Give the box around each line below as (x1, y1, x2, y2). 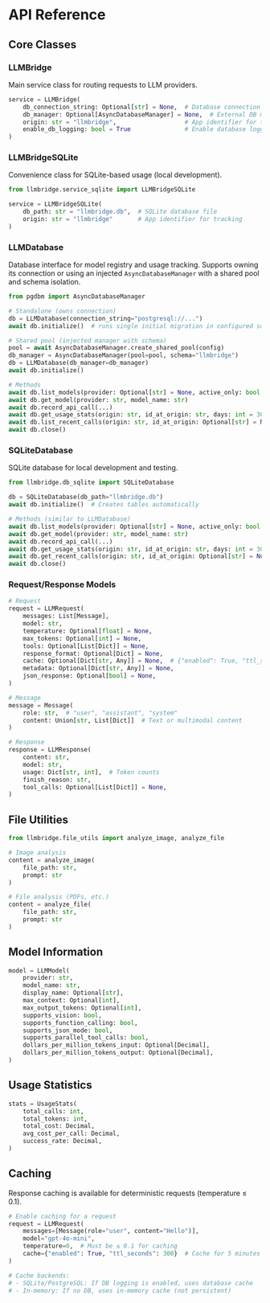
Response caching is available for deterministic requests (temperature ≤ (8, 1188, 247, 1198)
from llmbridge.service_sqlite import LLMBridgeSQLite (8, 186, 196, 194)
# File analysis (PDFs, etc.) (8, 893, 110, 901)
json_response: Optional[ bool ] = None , (22, 672, 157, 680)
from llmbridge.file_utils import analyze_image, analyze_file (8, 834, 225, 842)
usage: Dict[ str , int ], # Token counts (22, 768, 160, 776)
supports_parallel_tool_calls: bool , (22, 1034, 149, 1042)
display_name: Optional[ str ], (22, 989, 125, 998)
